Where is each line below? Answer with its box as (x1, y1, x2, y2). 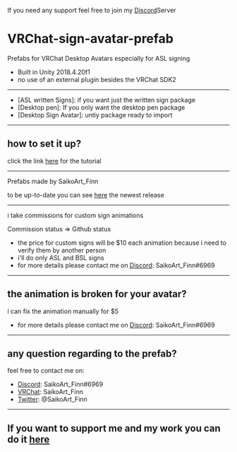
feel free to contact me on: (7, 366, 85, 375)
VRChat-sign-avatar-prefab (7, 31, 174, 47)
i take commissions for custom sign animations (7, 211, 144, 219)
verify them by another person (17, 245, 107, 254)
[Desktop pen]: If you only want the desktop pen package (17, 103, 186, 112)
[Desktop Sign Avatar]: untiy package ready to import (17, 110, 173, 119)
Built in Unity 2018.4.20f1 (17, 67, 90, 76)
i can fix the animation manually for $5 (7, 307, 119, 315)
